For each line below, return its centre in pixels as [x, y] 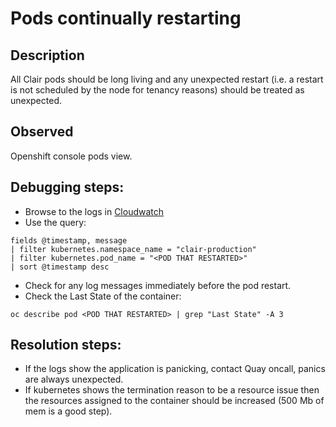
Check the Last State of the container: [103, 296]
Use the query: [55, 222]
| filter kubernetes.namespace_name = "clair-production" [133, 249]
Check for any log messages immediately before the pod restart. [158, 285]
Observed [42, 132]
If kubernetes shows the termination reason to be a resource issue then [172, 390]
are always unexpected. [74, 379]
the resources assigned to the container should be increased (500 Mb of [174, 401]
